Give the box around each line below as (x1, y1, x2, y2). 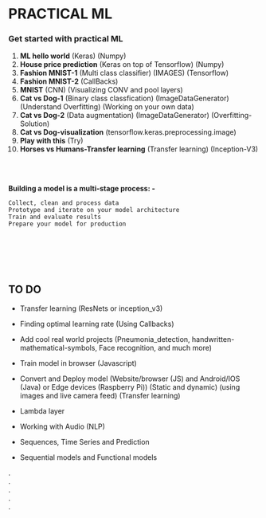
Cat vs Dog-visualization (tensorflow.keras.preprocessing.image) (19, 128, 237, 137)
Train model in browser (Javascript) (19, 359, 137, 368)
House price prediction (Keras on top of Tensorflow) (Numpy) (19, 60, 225, 69)
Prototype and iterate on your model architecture (8, 206, 180, 214)
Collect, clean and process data (8, 199, 119, 207)
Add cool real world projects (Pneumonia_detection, (19, 335, 190, 344)
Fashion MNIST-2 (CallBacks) (19, 77, 119, 86)
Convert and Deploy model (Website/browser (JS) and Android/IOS (19, 374, 241, 383)
